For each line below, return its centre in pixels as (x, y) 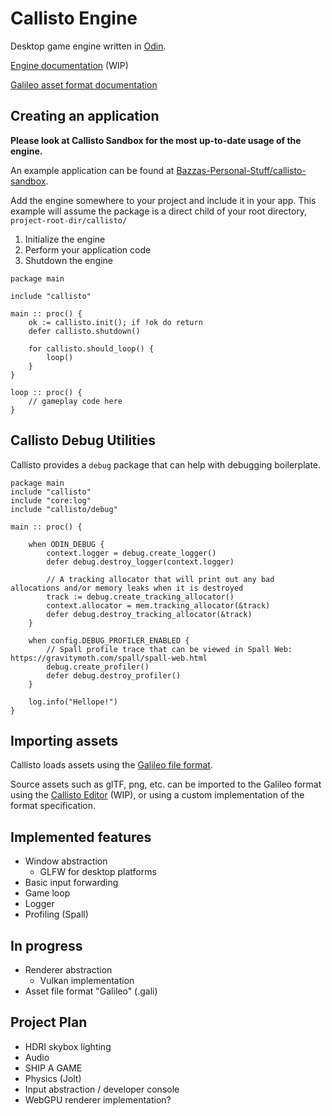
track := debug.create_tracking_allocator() (140, 597)
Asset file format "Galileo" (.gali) (91, 991)
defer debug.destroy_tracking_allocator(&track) (149, 614)
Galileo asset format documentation (84, 84)
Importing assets (64, 740)
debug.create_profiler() (98, 667)
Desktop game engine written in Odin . (88, 46)
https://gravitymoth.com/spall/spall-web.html (109, 658)
